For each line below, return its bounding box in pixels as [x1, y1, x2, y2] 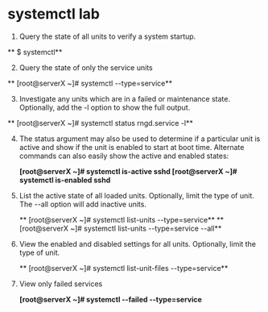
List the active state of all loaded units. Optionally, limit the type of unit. [19, 190, 255, 200]
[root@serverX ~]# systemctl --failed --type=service [19, 294, 203, 304]
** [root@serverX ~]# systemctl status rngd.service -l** [7, 118, 194, 127]
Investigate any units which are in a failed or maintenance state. [19, 94, 231, 103]
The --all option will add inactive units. [19, 199, 146, 209]
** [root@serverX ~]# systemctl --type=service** [7, 78, 173, 88]
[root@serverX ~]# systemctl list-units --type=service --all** [19, 223, 222, 233]
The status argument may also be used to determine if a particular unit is [19, 134, 261, 144]
